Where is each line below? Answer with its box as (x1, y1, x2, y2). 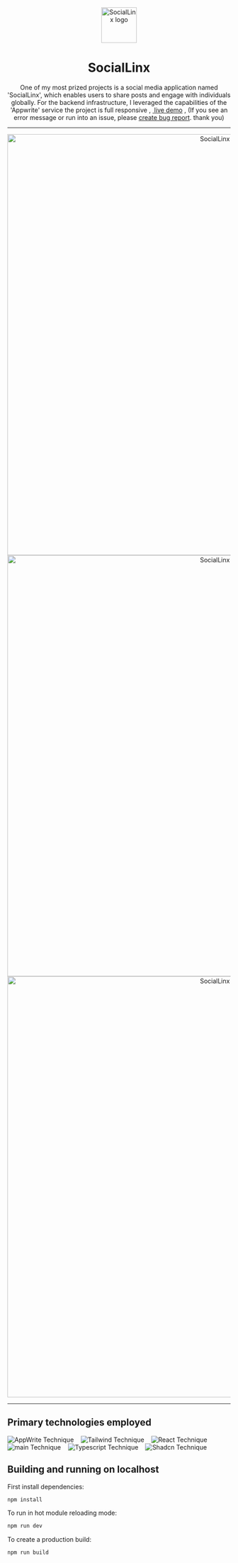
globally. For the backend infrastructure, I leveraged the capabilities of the (11, 98, 227, 106)
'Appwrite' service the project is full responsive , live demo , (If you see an (10, 106, 228, 114)
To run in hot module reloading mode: (7, 1508, 117, 1518)
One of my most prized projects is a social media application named (20, 83, 218, 91)
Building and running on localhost (7, 1464, 159, 1476)
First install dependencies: (7, 1482, 84, 1491)
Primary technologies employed (7, 1416, 152, 1429)
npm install (7, 1496, 42, 1503)
